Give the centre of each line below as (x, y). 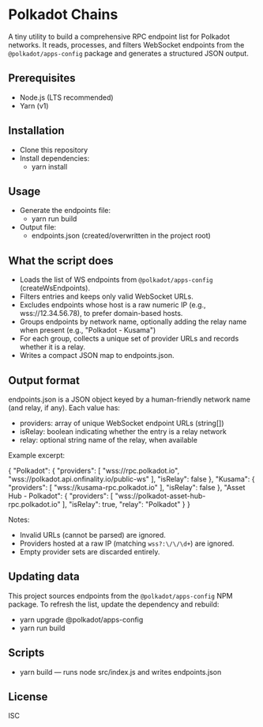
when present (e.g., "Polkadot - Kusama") (88, 330)
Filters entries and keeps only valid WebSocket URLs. (106, 297)
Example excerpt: (37, 455)
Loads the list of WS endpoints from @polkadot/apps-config (116, 280)
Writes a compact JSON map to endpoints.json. (97, 356)
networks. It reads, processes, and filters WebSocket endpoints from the (126, 44)
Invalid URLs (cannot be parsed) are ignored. (92, 535)
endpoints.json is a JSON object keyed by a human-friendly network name (130, 399)
